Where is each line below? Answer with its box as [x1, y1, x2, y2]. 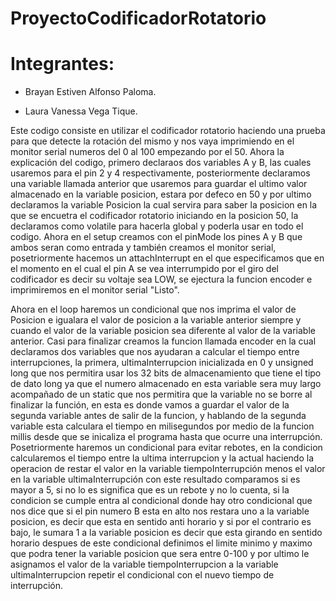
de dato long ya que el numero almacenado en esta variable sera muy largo [10, 378, 322, 390]
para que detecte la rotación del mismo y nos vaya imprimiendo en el [10, 135, 295, 147]
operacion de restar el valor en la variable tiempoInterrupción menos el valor [10, 463, 326, 475]
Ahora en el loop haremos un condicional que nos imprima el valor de [10, 303, 297, 316]
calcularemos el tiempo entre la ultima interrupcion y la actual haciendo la [10, 452, 315, 464]
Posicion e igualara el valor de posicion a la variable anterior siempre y [10, 314, 302, 326]
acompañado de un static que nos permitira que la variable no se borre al [10, 388, 313, 401]
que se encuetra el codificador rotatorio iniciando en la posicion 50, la [10, 210, 299, 222]
